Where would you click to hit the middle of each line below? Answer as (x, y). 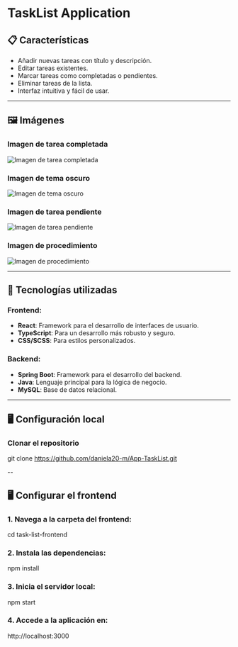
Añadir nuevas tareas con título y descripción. (85, 61)
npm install (23, 568)
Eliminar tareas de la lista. (55, 83)
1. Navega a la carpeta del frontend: (70, 519)
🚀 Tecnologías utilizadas (62, 289)
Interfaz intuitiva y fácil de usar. (63, 91)
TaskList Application (69, 13)
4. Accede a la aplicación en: (58, 620)
